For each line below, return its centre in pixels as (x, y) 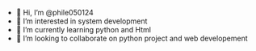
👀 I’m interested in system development (82, 21)
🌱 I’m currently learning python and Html (84, 30)
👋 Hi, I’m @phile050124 (55, 13)
